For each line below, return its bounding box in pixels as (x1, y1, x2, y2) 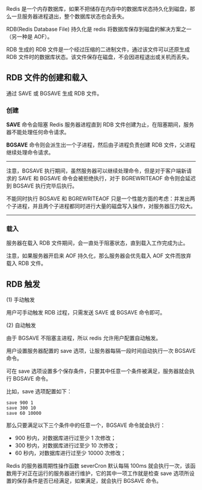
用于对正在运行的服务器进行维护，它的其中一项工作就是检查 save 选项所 (11, 470, 189, 477)
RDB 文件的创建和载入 (6, 73, 88, 83)
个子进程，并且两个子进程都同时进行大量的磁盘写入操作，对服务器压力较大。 (6, 203, 196, 210)
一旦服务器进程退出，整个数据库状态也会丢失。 (11, 13, 127, 20)
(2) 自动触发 (6, 322, 36, 329)
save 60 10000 (6, 411, 42, 417)
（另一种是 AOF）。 (6, 33, 53, 40)
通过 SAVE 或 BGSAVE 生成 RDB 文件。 (6, 90, 103, 97)
